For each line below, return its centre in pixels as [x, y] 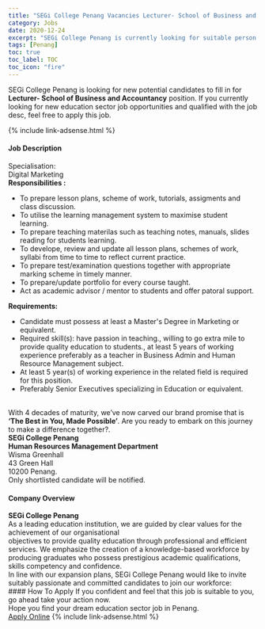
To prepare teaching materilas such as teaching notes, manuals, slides [134, 231]
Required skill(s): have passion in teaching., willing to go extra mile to [132, 338]
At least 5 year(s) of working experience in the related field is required [134, 372]
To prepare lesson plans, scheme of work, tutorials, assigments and [130, 198]
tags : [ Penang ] [33, 45]
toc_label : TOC [33, 60]
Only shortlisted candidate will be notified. [77, 479]
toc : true [25, 52]
